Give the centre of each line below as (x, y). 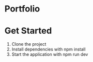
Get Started (28, 31)
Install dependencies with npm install (48, 50)
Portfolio (22, 9)
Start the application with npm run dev (50, 54)
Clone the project (29, 44)
